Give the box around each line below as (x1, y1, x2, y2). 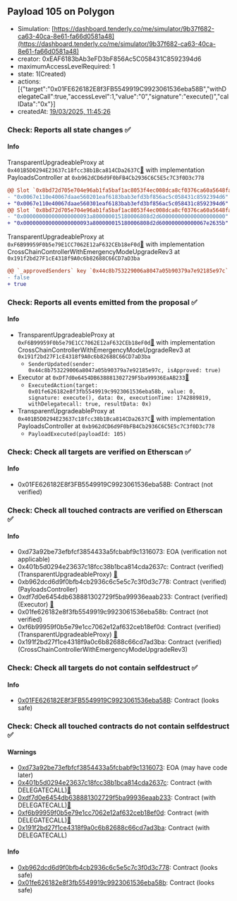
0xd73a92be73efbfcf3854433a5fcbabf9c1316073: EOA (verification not (17, 548, 227, 556)
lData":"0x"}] (17, 99, 56, 108)
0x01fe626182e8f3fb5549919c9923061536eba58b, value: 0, (28, 388, 196, 395)
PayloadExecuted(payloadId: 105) (28, 430, 127, 437)
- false (7, 274, 30, 282)
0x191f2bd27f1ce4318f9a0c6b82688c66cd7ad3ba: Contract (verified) (17, 638, 222, 646)
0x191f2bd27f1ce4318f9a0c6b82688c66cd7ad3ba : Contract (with (17, 824, 210, 832)
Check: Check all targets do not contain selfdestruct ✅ (7, 663, 198, 673)
